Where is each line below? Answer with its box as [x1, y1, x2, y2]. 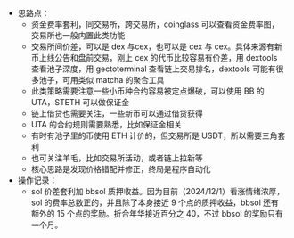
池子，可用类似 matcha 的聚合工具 [38, 75, 165, 85]
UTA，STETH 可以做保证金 [30, 97, 130, 107]
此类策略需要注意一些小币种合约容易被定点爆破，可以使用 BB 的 [30, 86, 265, 96]
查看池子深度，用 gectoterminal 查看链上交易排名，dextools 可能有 [30, 63, 276, 74]
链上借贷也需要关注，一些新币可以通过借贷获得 [30, 108, 203, 119]
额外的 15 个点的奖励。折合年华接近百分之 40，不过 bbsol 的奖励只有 [30, 209, 283, 218]
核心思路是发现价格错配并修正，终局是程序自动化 [30, 164, 211, 174]
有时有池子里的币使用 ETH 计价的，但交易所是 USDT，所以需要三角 [30, 130, 278, 141]
